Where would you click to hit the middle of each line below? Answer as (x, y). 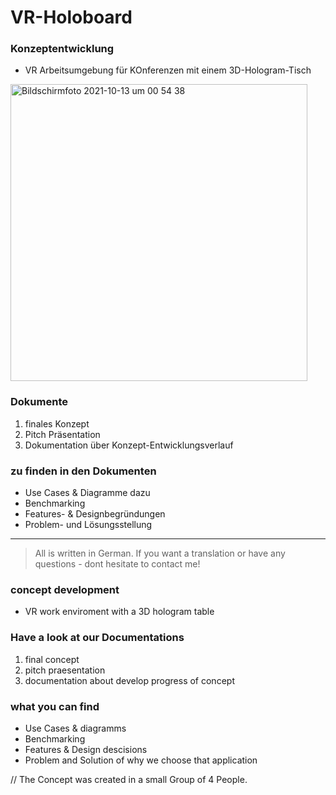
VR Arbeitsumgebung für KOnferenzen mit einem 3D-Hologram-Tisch (168, 70)
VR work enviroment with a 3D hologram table (119, 612)
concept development (65, 589)
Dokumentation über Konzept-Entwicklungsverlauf (129, 445)
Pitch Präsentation (62, 434)
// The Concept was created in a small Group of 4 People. (129, 779)
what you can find (55, 706)
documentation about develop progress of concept (129, 680)
